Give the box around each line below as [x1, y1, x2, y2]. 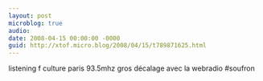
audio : [8, 26, 31, 34]
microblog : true [8, 19, 63, 27]
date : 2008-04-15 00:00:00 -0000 [8, 34, 121, 43]
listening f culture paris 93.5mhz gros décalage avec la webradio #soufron [8, 63, 256, 73]
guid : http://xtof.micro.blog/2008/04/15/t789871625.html [8, 42, 207, 50]
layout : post [8, 11, 52, 20]
